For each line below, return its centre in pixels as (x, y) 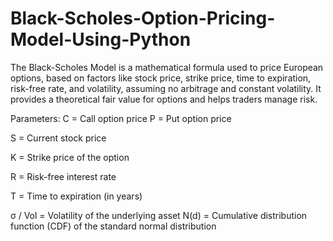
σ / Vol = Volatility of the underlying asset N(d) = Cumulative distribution (159, 215)
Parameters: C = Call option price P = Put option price (121, 118)
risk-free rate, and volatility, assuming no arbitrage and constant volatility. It (166, 88)
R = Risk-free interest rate (63, 176)
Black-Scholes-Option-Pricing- (143, 18)
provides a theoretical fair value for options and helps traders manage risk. (164, 99)
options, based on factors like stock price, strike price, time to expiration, (161, 78)
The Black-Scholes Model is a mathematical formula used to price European (167, 67)
